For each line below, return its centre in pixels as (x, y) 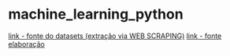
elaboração (26, 44)
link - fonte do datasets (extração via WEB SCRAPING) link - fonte (115, 36)
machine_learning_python (96, 14)
